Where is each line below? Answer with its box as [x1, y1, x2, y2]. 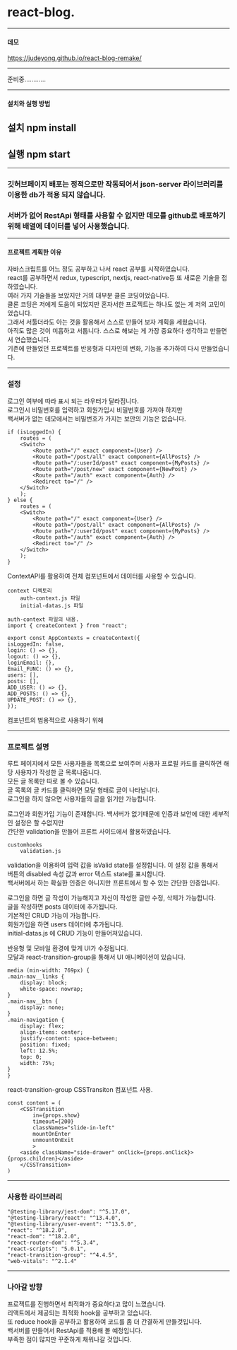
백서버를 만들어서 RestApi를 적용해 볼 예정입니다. [7, 1326, 143, 1334]
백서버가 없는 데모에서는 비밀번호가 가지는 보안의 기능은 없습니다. [7, 414, 187, 423]
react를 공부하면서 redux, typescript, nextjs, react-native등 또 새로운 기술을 [7, 274, 220, 282]
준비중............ [7, 75, 47, 83]
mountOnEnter [32, 1130, 71, 1137]
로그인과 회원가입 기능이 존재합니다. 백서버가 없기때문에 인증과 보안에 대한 [7, 809, 211, 817]
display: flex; [20, 1023, 65, 1030]
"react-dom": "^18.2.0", [7, 1233, 80, 1240]
